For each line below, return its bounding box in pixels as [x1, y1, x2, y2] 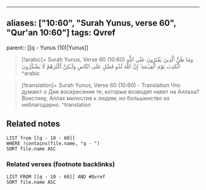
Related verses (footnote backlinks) [6, 160, 115, 169]
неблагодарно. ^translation [21, 101, 91, 108]
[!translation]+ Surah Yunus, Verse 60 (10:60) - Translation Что [21, 81, 181, 89]
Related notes [6, 119, 60, 129]
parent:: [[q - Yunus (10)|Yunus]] [6, 44, 89, 51]
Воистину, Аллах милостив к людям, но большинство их [21, 94, 170, 102]
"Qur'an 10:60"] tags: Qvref [6, 28, 116, 38]
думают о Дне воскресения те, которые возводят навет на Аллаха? [21, 88, 200, 95]
